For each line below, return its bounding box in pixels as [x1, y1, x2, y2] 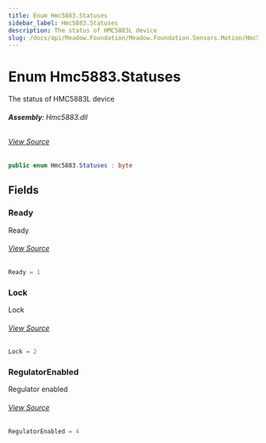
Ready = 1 [8, 268, 41, 276]
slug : [8, 33, 26, 42]
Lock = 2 [8, 348, 37, 356]
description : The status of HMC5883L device [8, 26, 158, 34]
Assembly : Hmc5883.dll [8, 112, 89, 121]
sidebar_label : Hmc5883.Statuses [8, 19, 119, 27]
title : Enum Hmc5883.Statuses [8, 11, 108, 20]
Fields [8, 183, 40, 197]
